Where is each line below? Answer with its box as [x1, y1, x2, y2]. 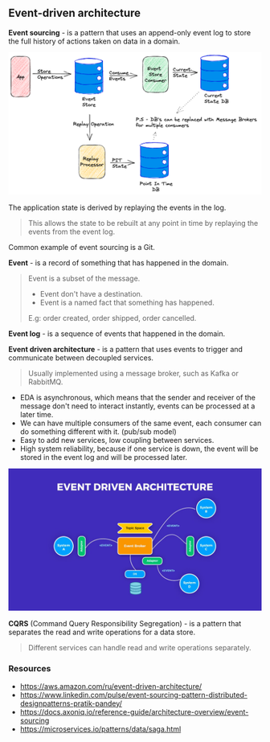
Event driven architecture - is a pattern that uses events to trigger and [8, 344, 243, 354]
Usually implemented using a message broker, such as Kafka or [27, 368, 239, 378]
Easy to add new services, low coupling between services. [19, 435, 215, 445]
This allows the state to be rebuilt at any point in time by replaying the [27, 218, 259, 228]
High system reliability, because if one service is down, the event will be [19, 444, 259, 453]
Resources [8, 663, 51, 674]
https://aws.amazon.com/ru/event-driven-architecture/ [19, 681, 202, 691]
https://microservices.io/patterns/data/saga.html [19, 724, 182, 734]
